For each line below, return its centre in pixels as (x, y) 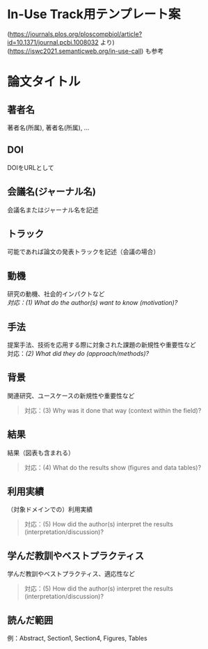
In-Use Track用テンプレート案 (94, 14)
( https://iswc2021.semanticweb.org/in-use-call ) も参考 (86, 51)
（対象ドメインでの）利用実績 (50, 510)
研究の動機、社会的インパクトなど (56, 294)
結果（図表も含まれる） (41, 453)
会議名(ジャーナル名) (51, 192)
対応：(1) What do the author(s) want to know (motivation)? (93, 303)
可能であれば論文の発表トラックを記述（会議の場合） (83, 252)
